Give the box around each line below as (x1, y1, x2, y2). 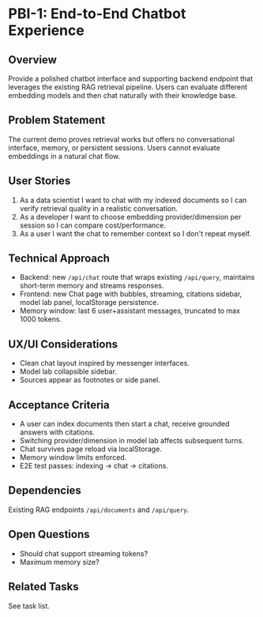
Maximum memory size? (19, 557, 100, 566)
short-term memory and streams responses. (19, 281, 164, 291)
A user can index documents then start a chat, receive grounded (19, 419, 230, 429)
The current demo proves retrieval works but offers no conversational (8, 134, 235, 144)
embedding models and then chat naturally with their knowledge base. (8, 91, 238, 100)
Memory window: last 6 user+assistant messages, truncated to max (19, 306, 241, 316)
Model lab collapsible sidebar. (19, 367, 117, 376)
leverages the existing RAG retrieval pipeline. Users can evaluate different (8, 82, 248, 92)
